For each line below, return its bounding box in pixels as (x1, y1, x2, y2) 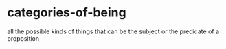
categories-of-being (7, 5, 126, 20)
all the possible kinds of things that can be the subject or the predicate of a (7, 27, 220, 35)
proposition (7, 34, 40, 42)
